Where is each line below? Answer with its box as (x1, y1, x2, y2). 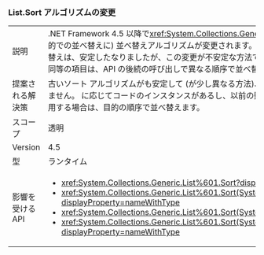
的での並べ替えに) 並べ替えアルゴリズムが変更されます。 (47, 40, 257, 51)
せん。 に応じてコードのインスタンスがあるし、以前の (55, 91, 255, 102)
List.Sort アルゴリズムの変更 (8, 6, 116, 17)
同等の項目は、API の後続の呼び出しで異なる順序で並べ (47, 64, 251, 75)
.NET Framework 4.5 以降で (47, 28, 150, 39)
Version (12, 142, 41, 153)
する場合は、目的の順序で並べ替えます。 (55, 102, 205, 113)
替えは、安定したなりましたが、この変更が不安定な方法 (47, 52, 253, 63)
